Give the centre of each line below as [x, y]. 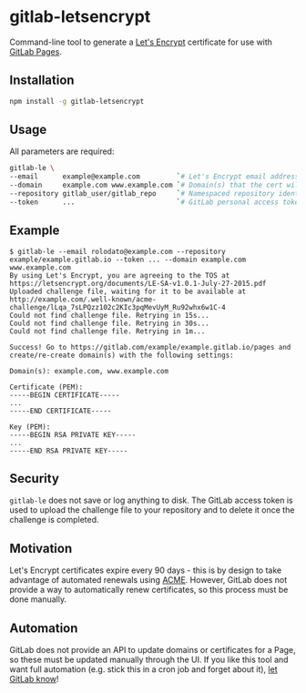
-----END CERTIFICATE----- [61, 411]
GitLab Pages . [36, 51]
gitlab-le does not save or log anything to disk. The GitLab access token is [151, 500]
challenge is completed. [54, 520]
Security [34, 479]
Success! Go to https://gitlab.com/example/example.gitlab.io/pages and [150, 347]
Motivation [41, 548]
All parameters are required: [62, 151]
